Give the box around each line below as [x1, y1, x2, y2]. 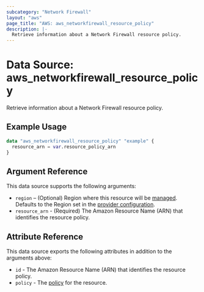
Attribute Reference [6, 232, 84, 242]
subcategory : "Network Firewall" [6, 9, 92, 15]
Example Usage [6, 122, 67, 132]
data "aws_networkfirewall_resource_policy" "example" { [6, 138, 155, 144]
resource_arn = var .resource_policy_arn [12, 144, 116, 150]
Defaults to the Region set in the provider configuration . [15, 201, 156, 208]
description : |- [6, 26, 48, 32]
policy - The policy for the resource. [15, 279, 107, 287]
